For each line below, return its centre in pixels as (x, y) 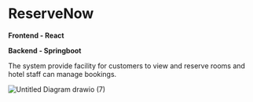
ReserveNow (51, 14)
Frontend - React (36, 35)
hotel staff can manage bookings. (62, 74)
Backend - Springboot (45, 50)
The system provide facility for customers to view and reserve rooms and (127, 66)
